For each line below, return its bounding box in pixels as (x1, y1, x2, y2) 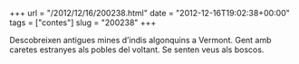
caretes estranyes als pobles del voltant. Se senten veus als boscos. (9, 44, 265, 55)
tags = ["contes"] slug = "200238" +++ (9, 17, 157, 28)
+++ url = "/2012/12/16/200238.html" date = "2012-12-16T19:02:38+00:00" (9, 8, 290, 18)
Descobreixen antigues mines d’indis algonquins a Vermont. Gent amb (9, 35, 272, 45)
